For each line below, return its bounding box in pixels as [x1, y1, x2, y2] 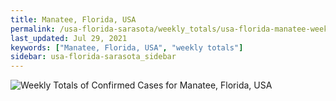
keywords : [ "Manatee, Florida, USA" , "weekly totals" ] [10, 42, 244, 53]
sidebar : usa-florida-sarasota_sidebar [10, 52, 177, 62]
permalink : [10, 24, 56, 34]
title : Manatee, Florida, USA [10, 14, 137, 25]
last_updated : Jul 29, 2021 [10, 33, 128, 43]
